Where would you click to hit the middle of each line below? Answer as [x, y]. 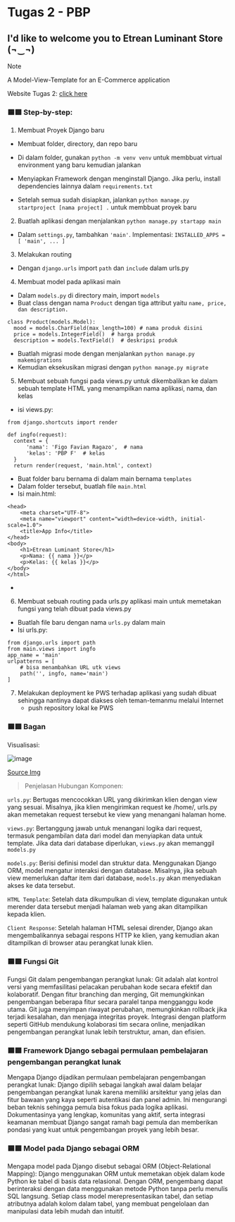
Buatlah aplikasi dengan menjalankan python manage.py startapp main [119, 221]
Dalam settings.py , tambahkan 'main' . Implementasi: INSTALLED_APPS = [121, 235]
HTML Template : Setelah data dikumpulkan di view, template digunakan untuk [117, 899]
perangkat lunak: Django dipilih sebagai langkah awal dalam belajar [105, 1085]
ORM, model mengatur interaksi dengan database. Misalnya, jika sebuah [112, 870]
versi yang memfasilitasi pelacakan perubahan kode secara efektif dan [110, 986]
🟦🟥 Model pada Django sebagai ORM [73, 1149]
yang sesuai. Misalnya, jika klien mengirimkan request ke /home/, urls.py [112, 807]
